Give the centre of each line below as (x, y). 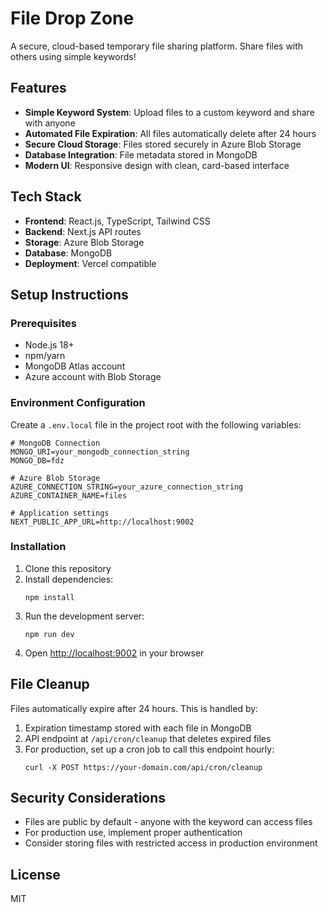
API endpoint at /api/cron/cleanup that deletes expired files (148, 738)
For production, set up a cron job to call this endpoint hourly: (149, 749)
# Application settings (60, 513)
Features (38, 88)
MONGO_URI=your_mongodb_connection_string (100, 452)
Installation (38, 547)
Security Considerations (88, 798)
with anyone (50, 123)
